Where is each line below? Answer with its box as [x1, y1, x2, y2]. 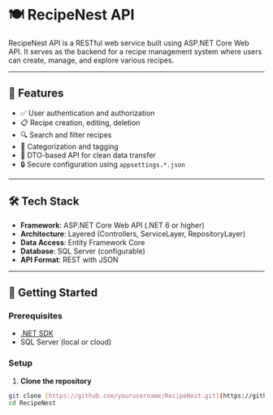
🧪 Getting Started [8, 285, 98, 300]
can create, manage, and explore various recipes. [8, 55, 175, 65]
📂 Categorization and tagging [19, 141, 119, 151]
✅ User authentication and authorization [19, 108, 155, 118]
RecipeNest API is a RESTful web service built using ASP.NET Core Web [8, 37, 249, 48]
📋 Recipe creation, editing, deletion [19, 118, 141, 128]
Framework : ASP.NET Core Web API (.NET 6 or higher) [19, 220, 205, 230]
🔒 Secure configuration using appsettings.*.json [19, 159, 185, 169]
